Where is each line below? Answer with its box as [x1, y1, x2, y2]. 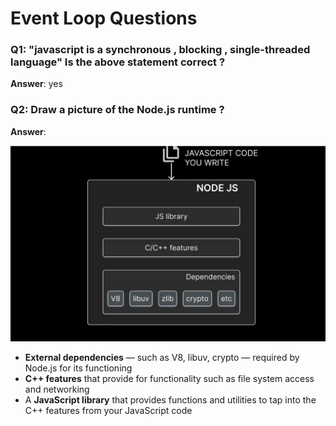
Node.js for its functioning [24, 362, 133, 374]
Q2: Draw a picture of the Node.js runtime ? [10, 103, 225, 117]
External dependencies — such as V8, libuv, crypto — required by [24, 351, 300, 363]
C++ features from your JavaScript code [24, 404, 193, 416]
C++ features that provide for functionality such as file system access [24, 372, 315, 384]
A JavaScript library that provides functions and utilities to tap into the [24, 393, 317, 406]
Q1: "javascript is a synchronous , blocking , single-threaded [10, 43, 311, 57]
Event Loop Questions [10, 7, 198, 30]
